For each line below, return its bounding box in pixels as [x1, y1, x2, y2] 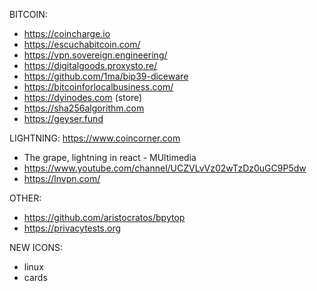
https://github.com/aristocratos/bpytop [23, 212, 186, 223]
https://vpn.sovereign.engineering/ [23, 49, 168, 61]
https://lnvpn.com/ [23, 173, 101, 184]
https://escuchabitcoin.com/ [23, 39, 141, 50]
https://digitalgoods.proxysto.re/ [23, 60, 158, 71]
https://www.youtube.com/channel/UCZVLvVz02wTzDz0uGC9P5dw [23, 162, 307, 174]
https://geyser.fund [23, 113, 104, 124]
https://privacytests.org [23, 222, 122, 234]
